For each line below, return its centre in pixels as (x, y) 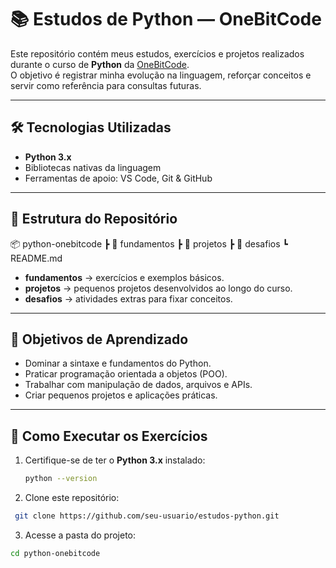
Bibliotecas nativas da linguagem (93, 167)
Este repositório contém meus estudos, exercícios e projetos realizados (157, 53)
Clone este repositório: (72, 498)
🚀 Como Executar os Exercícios (109, 436)
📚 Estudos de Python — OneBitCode (166, 19)
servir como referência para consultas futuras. (106, 85)
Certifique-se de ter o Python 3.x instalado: (115, 460)
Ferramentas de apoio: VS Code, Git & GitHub (118, 178)
